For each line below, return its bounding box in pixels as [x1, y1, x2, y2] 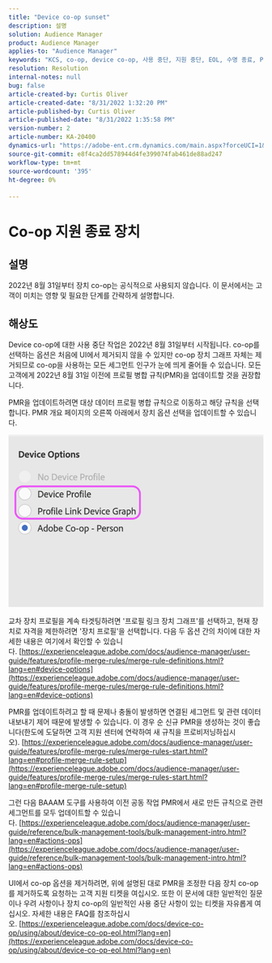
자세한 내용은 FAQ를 [32, 909, 96, 918]
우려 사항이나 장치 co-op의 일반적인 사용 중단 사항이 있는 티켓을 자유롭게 [23, 898, 253, 908]
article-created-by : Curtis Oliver [8, 90, 129, 98]
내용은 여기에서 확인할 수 [23, 636, 102, 646]
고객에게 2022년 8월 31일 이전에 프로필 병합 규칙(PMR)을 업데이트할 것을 [8, 370, 240, 380]
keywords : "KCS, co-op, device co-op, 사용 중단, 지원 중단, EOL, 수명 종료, [8, 56, 257, 64]
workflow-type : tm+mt [8, 158, 82, 166]
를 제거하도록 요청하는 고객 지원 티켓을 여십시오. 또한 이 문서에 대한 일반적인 [8, 888, 249, 898]
